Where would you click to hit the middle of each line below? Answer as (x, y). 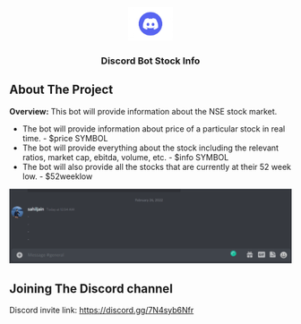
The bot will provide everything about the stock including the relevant (150, 148)
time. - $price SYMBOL (65, 138)
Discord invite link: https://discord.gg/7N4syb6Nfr (102, 310)
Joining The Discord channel (91, 289)
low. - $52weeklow (57, 176)
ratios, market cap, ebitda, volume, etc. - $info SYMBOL (125, 157)
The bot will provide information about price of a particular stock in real (154, 128)
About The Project (61, 90)
